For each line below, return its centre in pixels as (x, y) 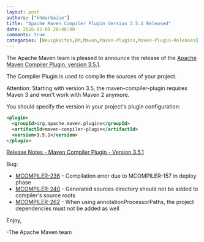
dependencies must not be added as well (67, 208)
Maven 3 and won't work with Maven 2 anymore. (68, 95)
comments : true (26, 35)
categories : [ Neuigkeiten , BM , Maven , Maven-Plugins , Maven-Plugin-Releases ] (103, 40)
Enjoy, (14, 221)
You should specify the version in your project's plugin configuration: (93, 107)
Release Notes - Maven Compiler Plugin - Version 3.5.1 (75, 152)
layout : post (23, 12)
